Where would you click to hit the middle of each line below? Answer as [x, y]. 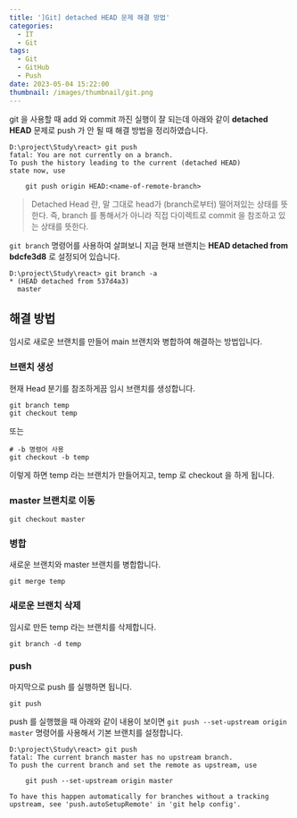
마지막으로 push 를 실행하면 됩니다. [70, 687]
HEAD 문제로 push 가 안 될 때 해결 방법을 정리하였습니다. [109, 130]
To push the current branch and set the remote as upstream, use [133, 765]
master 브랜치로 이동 [52, 500]
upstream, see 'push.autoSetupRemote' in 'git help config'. [125, 804]
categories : [31, 26]
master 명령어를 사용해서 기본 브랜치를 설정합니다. [96, 732]
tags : [19, 51]
